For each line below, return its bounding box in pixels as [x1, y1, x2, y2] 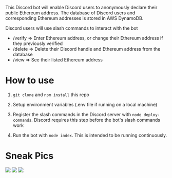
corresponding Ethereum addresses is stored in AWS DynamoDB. [5, 15, 144, 21]
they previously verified [12, 40, 63, 47]
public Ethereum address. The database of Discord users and [5, 10, 136, 16]
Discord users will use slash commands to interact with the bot [5, 25, 138, 31]
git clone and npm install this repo [12, 92, 90, 98]
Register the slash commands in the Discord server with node [12, 111, 142, 117]
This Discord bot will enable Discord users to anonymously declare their [5, 5, 158, 10]
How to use [5, 75, 54, 86]
